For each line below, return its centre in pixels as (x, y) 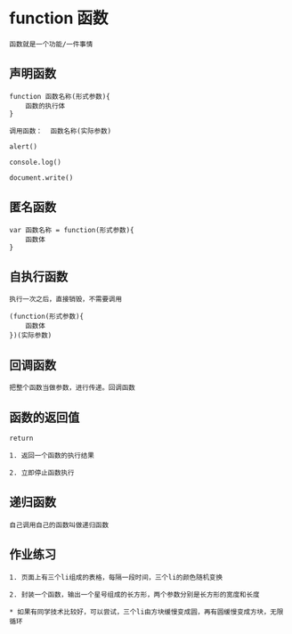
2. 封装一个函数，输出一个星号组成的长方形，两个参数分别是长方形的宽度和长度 (134, 594)
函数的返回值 (45, 417)
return (21, 438)
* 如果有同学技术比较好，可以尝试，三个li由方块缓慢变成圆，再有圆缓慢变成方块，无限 (146, 612)
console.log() (36, 162)
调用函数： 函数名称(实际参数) (61, 131)
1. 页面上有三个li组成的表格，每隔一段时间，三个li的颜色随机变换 (116, 577)
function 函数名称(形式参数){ (60, 96)
